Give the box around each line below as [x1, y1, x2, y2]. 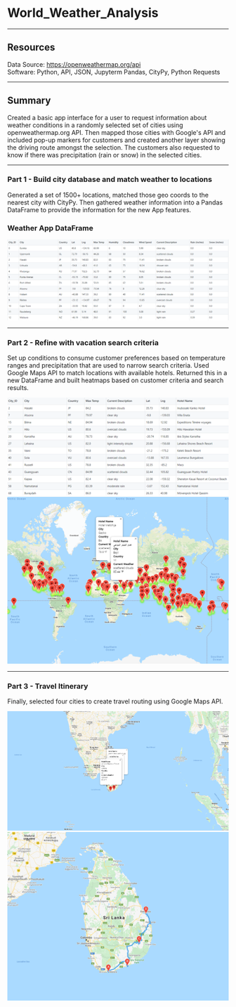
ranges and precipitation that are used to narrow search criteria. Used [7, 361, 209, 370]
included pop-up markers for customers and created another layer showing [7, 136, 226, 144]
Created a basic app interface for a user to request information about [7, 113, 207, 122]
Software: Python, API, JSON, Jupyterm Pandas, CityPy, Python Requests [7, 67, 221, 76]
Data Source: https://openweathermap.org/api [7, 60, 141, 68]
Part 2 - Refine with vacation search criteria [7, 337, 159, 347]
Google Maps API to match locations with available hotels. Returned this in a [7, 369, 228, 377]
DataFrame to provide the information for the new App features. [7, 205, 192, 214]
